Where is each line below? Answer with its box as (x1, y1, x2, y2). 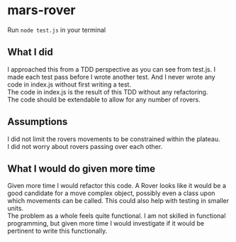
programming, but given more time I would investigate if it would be (7, 219, 204, 228)
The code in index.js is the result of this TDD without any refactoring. (7, 87, 208, 96)
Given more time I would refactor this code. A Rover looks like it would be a (7, 182, 227, 190)
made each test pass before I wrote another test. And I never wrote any (7, 72, 215, 81)
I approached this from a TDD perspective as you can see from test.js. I (7, 65, 216, 73)
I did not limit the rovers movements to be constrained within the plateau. (7, 134, 220, 143)
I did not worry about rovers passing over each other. (7, 142, 163, 150)
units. (7, 204, 23, 213)
